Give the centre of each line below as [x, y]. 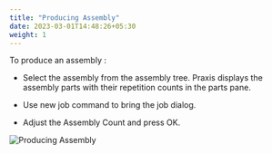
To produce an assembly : [58, 61]
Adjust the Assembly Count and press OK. [101, 122]
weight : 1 [28, 34]
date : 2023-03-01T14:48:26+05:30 [73, 26]
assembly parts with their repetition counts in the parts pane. [137, 88]
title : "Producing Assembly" [65, 18]
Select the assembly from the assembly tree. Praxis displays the [143, 78]
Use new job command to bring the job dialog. [109, 105]
